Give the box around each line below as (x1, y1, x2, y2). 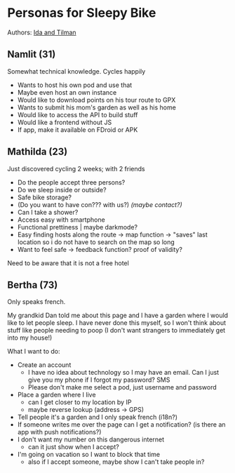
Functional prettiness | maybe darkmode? (17, 222, 138, 231)
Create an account (17, 361, 72, 369)
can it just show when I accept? (27, 443, 119, 451)
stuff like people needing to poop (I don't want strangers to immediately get (7, 326, 226, 335)
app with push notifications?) (17, 428, 102, 437)
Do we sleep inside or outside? (17, 185, 107, 194)
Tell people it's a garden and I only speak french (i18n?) (17, 413, 177, 422)
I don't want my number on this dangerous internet (17, 435, 165, 444)
